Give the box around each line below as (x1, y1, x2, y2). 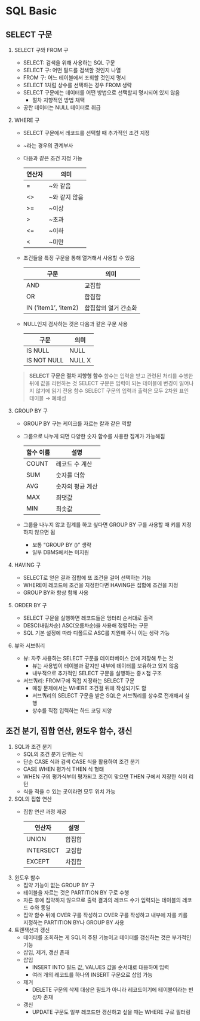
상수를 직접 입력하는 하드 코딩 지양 (32, 707, 112, 714)
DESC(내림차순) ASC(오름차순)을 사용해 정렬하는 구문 (23, 622, 149, 629)
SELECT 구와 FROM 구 (14, 47, 69, 53)
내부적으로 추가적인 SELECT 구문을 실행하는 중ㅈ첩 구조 (32, 670, 162, 676)
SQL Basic (5, 4, 57, 18)
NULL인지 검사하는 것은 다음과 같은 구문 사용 (23, 321, 128, 327)
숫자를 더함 (56, 471, 85, 479)
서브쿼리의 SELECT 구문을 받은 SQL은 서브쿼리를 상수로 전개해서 (32, 692, 183, 699)
